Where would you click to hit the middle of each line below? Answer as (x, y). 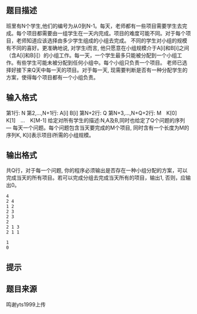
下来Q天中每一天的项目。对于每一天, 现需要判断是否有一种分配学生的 (104, 70)
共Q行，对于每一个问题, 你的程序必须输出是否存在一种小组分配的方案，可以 (97, 171)
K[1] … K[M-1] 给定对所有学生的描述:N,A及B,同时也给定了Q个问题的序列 (96, 120)
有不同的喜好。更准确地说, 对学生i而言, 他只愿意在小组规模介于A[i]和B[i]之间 (98, 48)
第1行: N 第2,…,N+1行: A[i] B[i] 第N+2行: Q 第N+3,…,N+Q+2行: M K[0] (91, 113)
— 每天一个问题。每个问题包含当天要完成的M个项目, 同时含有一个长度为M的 (98, 128)
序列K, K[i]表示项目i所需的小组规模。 (50, 135)
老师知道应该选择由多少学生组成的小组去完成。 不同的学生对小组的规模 (102, 41)
